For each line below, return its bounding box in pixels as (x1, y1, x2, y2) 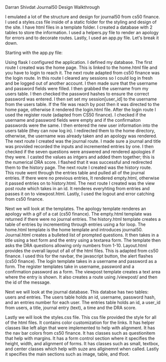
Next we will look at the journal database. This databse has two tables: (5, 289, 149, 295)
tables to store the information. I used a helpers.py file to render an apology (5, 30, 159, 35)
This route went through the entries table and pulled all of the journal (5, 170, 145, 175)
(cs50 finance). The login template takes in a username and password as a (5, 259, 157, 264)
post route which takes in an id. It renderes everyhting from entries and (5, 186, 150, 191)
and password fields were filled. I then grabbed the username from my (5, 86, 149, 91)
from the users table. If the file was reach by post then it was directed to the (5, 102, 160, 107)
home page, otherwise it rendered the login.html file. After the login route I (5, 106, 156, 112)
